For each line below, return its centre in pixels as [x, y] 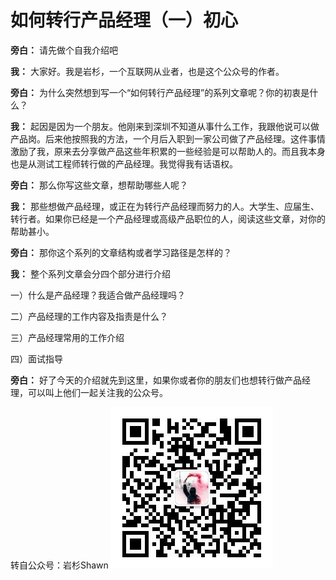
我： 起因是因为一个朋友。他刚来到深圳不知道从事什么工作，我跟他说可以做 [165, 126]
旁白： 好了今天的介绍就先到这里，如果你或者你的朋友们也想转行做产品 [156, 380]
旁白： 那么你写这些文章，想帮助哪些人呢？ [99, 185]
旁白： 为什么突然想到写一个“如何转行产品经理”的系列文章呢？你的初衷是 [160, 92]
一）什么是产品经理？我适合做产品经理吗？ [98, 295]
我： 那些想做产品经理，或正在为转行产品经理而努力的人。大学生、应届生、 [165, 206]
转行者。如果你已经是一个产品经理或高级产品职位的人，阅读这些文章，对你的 [168, 218]
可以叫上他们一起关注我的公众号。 [97, 392]
